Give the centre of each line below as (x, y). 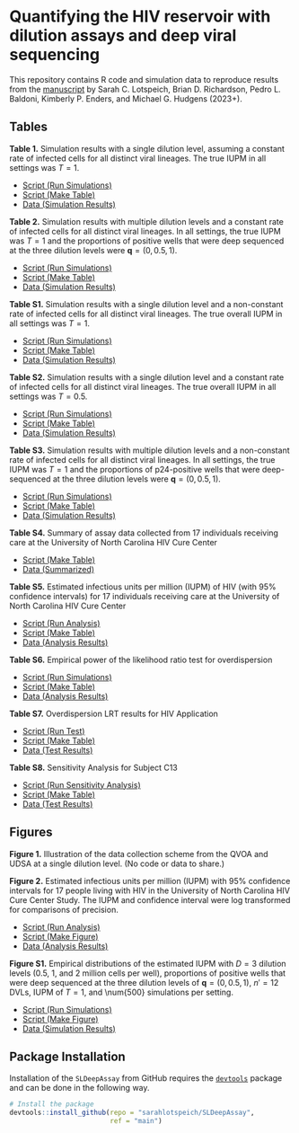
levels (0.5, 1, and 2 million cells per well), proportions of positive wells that (147, 973)
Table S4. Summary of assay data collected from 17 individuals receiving (144, 533)
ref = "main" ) (136, 1121)
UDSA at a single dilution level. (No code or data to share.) (117, 863)
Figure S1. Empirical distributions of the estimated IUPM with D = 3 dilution (148, 963)
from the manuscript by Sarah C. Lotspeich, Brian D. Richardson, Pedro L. (145, 89)
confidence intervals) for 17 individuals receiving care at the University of (145, 596)
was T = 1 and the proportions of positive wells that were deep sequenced (147, 241)
